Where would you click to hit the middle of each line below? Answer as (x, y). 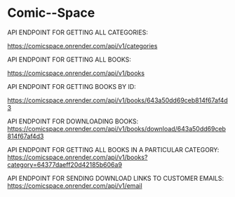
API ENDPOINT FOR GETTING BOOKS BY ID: (72, 86)
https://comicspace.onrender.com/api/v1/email (75, 185)
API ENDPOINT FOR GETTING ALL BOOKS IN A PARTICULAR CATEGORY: (113, 149)
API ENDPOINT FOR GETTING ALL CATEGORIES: (78, 32)
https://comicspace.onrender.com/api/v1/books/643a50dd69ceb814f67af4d (117, 100)
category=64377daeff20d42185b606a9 (65, 164)
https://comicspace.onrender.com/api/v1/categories (82, 46)
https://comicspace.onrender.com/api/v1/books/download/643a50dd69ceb (117, 128)
